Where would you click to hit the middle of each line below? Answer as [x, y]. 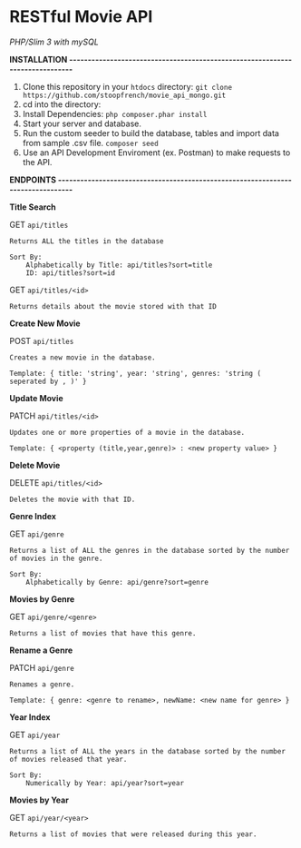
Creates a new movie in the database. [83, 357]
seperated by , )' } [49, 381]
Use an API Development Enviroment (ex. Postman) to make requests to [156, 153]
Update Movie [36, 398]
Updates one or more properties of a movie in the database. [127, 432]
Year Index [30, 717]
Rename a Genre [41, 650]
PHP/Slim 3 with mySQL [54, 42]
